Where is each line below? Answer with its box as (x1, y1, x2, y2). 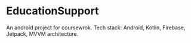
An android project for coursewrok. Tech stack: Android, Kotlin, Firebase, (6, 24, 186, 31)
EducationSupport (6, 4, 99, 18)
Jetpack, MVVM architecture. (6, 30, 79, 37)
